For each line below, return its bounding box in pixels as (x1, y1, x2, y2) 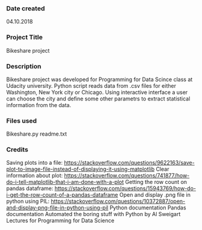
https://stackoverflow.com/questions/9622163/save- (64, 159, 195, 166)
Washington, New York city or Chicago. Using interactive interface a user (6, 88, 188, 96)
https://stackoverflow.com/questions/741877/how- (64, 172, 190, 179)
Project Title (6, 33, 43, 42)
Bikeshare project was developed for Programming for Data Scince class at (6, 76, 193, 83)
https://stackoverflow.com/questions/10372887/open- (51, 198, 186, 205)
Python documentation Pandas (109, 204, 186, 211)
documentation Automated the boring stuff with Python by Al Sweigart (6, 211, 181, 218)
